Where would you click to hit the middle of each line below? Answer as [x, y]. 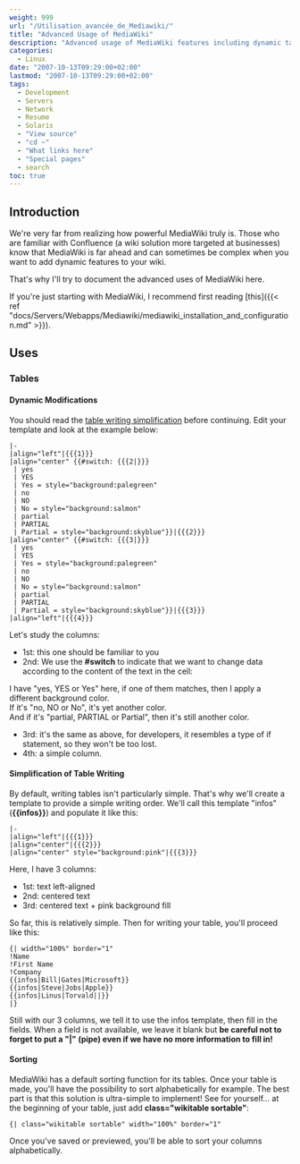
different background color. [59, 698]
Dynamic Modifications [54, 400]
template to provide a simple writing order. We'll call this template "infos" [143, 803]
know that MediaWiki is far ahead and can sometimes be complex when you [149, 252]
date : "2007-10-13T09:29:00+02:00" [75, 68]
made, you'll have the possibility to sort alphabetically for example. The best [150, 1089]
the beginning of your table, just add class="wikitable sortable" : [129, 1108]
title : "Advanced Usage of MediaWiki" [81, 34]
